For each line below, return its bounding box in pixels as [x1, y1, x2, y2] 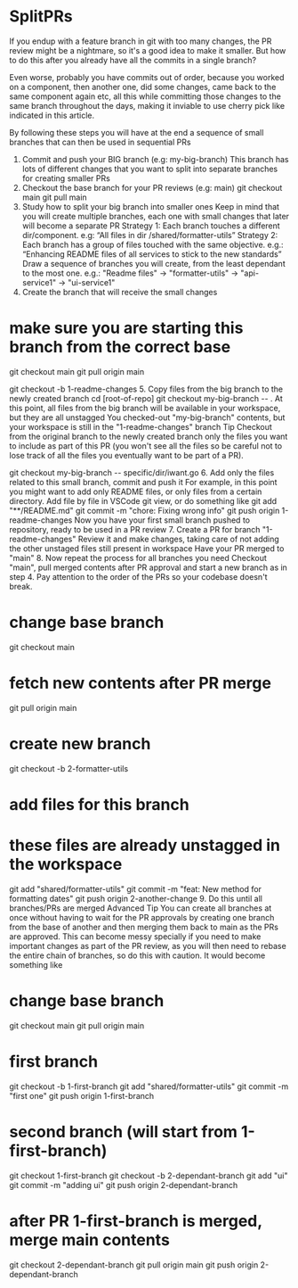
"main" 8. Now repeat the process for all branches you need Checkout [9, 552, 267, 563]
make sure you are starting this [9, 318, 244, 338]
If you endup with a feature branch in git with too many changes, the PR [9, 36, 272, 46]
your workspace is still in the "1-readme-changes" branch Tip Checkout [9, 421, 273, 432]
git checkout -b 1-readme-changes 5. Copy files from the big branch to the [9, 384, 284, 394]
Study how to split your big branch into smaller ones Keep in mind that [21, 201, 280, 211]
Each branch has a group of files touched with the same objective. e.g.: [21, 239, 284, 250]
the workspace [9, 855, 123, 875]
